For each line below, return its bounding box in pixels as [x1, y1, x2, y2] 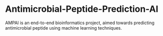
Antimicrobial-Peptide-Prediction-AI [5, 3, 159, 15]
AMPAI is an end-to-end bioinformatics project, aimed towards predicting [5, 20, 155, 26]
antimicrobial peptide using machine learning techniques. [5, 25, 122, 31]
